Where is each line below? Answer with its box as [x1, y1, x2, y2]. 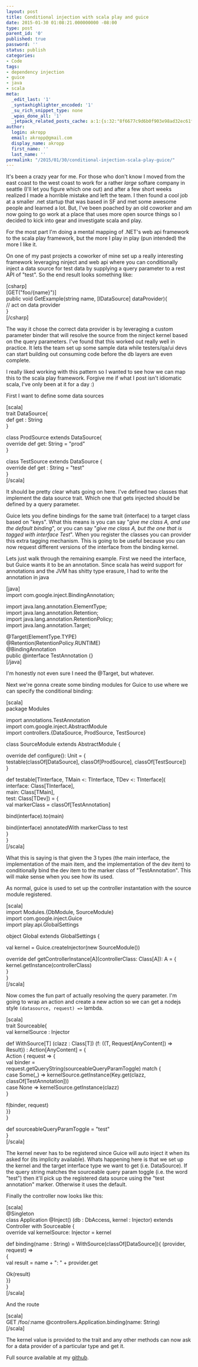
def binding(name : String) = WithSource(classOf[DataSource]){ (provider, [6, 1241, 186, 1248]
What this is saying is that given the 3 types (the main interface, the [6, 854, 170, 862]
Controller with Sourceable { [6, 1223, 75, 1230]
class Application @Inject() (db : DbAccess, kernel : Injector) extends [6, 1216, 173, 1224]
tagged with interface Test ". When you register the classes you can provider [6, 531, 192, 538]
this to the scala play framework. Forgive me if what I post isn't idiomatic [6, 374, 182, 381]
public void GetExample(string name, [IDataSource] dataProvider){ [6, 295, 168, 302]
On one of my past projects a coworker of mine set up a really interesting [6, 252, 184, 260]
